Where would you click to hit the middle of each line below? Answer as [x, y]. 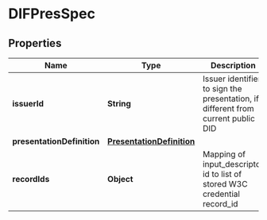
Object [120, 179]
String [119, 104]
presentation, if [231, 98]
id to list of [222, 174]
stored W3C [225, 184]
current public [229, 118]
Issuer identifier [232, 79]
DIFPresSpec [52, 14]
